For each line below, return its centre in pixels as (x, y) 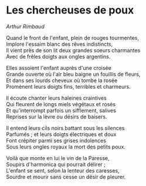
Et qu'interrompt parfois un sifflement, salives (61, 110)
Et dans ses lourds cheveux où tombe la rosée (62, 80)
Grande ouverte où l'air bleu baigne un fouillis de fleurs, (73, 74)
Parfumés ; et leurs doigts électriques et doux (61, 134)
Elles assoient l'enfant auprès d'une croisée (59, 67)
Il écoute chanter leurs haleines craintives (56, 98)
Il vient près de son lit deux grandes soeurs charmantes (73, 50)
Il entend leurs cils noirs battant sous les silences (65, 128)
